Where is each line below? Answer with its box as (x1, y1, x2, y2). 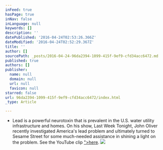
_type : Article (5, 100, 37, 105)
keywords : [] (5, 26, 32, 31)
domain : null (9, 76, 37, 81)
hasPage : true (5, 12, 35, 17)
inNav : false (5, 16, 32, 21)
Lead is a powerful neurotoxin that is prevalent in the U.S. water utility (12, 118, 155, 124)
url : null (9, 81, 30, 86)
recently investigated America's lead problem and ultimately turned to (12, 128, 155, 134)
